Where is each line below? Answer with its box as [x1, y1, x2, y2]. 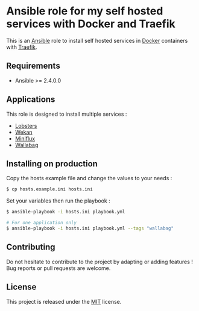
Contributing [6, 242, 55, 253]
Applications [6, 95, 55, 105]
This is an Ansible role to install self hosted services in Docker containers [6, 37, 188, 44]
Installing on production [6, 159, 98, 169]
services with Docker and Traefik [6, 17, 176, 31]
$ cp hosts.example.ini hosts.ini [6, 186, 93, 192]
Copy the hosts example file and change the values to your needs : [6, 175, 172, 182]
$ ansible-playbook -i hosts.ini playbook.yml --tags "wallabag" [6, 225, 174, 231]
